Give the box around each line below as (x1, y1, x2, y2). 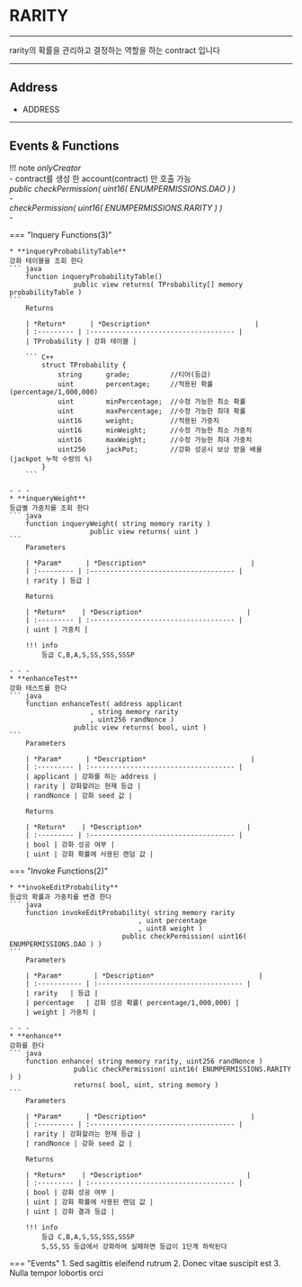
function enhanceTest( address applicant (25, 699, 182, 708)
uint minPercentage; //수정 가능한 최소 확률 (57, 397, 246, 406)
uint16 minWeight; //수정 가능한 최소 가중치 (57, 425, 253, 435)
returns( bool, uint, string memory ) (73, 1080, 219, 1090)
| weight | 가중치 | (25, 1008, 97, 1017)
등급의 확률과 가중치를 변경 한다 (9, 893, 112, 902)
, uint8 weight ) (138, 924, 203, 933)
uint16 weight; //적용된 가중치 (57, 416, 220, 425)
